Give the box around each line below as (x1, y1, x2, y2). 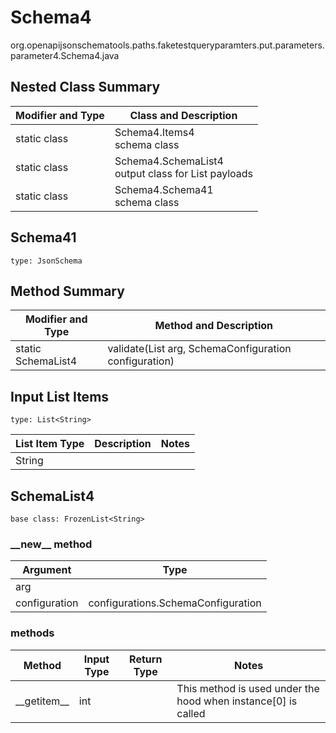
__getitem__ (15, 694, 70, 708)
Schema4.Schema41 (114, 182, 214, 196)
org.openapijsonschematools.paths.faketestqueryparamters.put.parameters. (10, 39, 325, 51)
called (176, 706, 206, 720)
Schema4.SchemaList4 (114, 154, 224, 168)
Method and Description (154, 319, 273, 333)
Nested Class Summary (10, 79, 161, 96)
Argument (22, 563, 72, 577)
